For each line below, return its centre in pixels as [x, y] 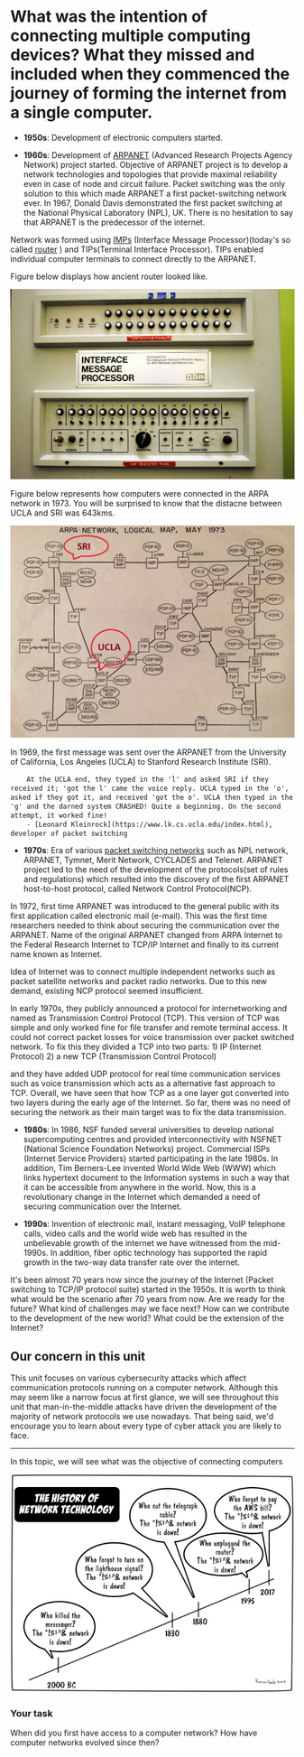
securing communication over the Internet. [102, 1206]
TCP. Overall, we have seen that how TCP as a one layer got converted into [150, 1093]
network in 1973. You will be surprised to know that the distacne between [146, 504]
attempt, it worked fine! [59, 816]
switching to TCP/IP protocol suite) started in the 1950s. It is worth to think [148, 1289]
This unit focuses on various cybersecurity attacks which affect [129, 1378]
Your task [32, 1713]
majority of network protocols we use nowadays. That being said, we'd [142, 1416]
